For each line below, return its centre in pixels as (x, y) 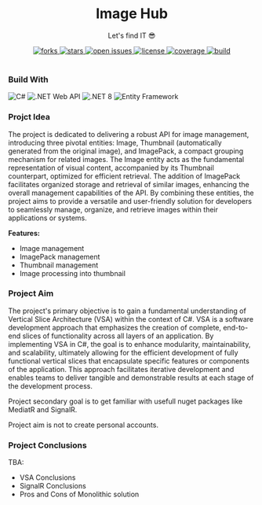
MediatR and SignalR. (43, 409)
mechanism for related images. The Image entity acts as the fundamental (126, 159)
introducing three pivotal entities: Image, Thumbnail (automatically (115, 142)
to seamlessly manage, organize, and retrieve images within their (113, 209)
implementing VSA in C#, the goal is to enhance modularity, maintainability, (129, 344)
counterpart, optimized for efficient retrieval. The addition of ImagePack (124, 176)
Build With (28, 79)
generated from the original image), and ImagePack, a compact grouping (126, 151)
